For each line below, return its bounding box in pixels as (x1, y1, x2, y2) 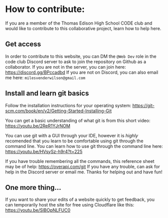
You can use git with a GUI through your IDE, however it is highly (5, 132, 138, 138)
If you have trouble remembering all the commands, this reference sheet (5, 158, 154, 164)
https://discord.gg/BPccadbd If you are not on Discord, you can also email (5, 69, 158, 75)
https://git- (132, 102, 154, 108)
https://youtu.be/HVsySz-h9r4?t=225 (5, 148, 83, 154)
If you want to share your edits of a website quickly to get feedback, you (5, 196, 154, 202)
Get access (5, 40, 41, 49)
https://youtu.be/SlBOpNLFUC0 (5, 207, 71, 213)
